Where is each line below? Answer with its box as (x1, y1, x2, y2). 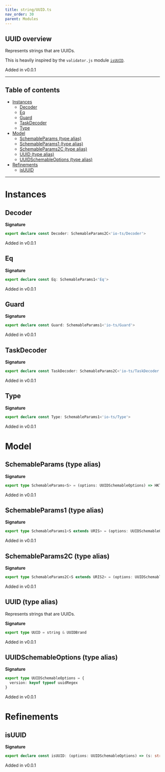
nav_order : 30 (5, 12, 34, 17)
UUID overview (5, 35, 52, 43)
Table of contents (5, 86, 60, 94)
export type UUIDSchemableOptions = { (5, 676, 84, 681)
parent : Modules (5, 16, 38, 21)
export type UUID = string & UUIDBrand (5, 630, 87, 635)
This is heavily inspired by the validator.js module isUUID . (5, 57, 125, 63)
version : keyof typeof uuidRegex (9, 680, 78, 686)
